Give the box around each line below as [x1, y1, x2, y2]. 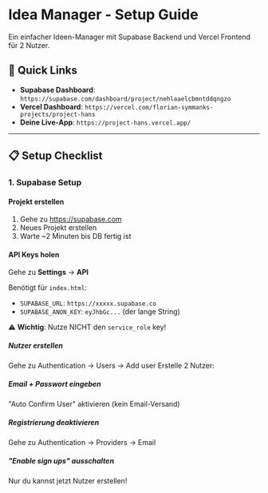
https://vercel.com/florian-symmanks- [85, 103, 214, 111]
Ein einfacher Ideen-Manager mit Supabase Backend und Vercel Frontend [8, 32, 251, 42]
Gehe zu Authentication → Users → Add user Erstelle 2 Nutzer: [8, 361, 215, 371]
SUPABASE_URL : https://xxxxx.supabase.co [19, 298, 157, 308]
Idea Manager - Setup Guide [8, 6, 199, 24]
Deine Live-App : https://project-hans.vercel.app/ [19, 117, 191, 127]
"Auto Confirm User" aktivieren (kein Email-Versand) [8, 400, 181, 409]
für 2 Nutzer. [8, 40, 50, 50]
